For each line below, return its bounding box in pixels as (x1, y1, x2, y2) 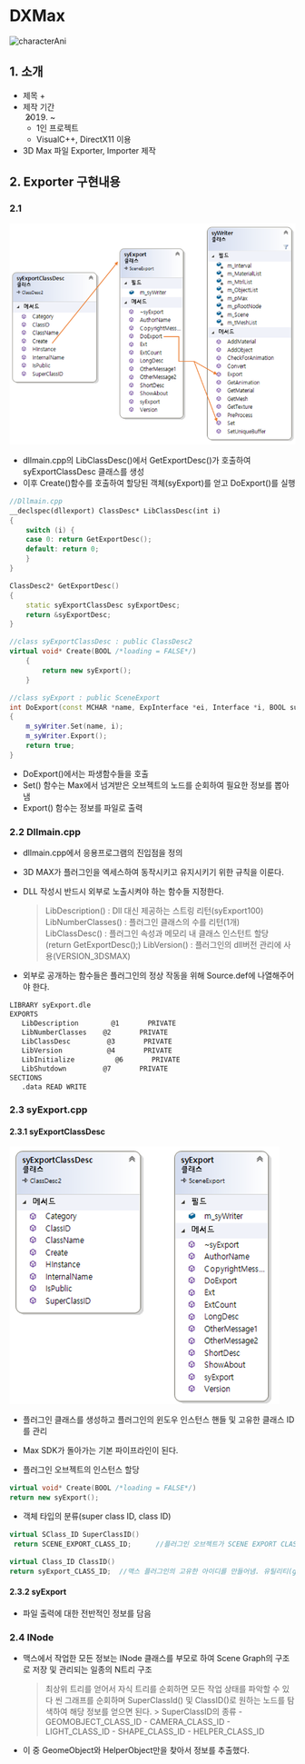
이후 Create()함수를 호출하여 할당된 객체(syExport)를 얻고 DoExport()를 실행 (22, 477, 296, 488)
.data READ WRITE (21, 1082, 88, 1091)
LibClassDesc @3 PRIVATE (21, 1037, 172, 1046)
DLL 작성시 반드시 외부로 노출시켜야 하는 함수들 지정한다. (22, 886, 224, 897)
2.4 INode (9, 1630, 54, 1643)
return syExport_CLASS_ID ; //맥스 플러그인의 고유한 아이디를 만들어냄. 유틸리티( (9, 1567, 293, 1576)
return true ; (25, 742, 75, 751)
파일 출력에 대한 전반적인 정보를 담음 (22, 1608, 152, 1619)
